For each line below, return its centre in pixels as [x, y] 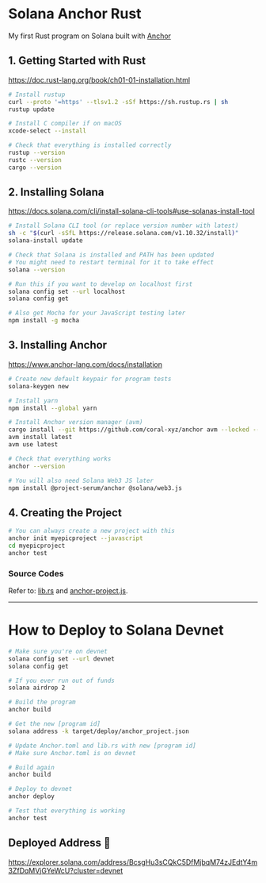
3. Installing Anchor [58, 345]
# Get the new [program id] [55, 724]
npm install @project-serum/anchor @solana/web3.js [95, 488]
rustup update [32, 109]
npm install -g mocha [44, 321]
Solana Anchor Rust [75, 14]
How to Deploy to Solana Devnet [116, 630]
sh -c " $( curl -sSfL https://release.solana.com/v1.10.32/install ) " [123, 233]
